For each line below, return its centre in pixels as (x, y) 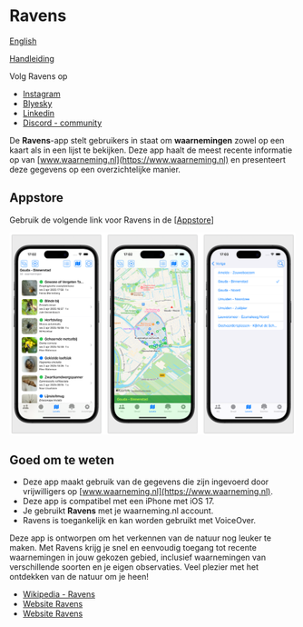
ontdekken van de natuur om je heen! (79, 577)
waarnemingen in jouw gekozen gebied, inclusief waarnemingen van (137, 557)
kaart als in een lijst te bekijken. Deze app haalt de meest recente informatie (151, 150)
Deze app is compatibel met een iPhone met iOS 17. (118, 502)
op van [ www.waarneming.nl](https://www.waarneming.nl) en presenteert (147, 159)
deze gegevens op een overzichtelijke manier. (95, 169)
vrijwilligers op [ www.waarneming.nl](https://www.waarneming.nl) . (148, 492)
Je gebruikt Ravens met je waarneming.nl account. (118, 511)
